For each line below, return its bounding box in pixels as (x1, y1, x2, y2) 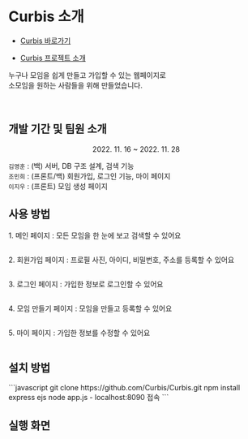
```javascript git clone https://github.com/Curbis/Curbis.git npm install (8, 383, 241, 393)
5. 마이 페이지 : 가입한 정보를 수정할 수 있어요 (8, 328, 151, 338)
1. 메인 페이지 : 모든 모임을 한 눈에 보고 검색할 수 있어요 (8, 230, 182, 240)
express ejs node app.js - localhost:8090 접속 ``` (8, 393, 169, 402)
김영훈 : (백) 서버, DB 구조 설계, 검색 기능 (8, 161, 135, 170)
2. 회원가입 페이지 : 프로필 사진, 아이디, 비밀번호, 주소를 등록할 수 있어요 (8, 255, 235, 265)
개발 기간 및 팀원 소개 (8, 123, 107, 136)
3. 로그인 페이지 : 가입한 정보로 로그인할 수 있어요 (8, 279, 164, 289)
